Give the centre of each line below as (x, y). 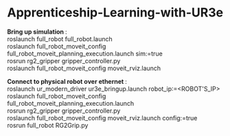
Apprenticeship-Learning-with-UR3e (115, 13)
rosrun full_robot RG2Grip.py (48, 125)
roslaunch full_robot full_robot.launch (60, 38)
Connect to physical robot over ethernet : (67, 81)
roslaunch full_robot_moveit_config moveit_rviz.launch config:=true (102, 117)
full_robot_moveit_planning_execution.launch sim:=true (85, 54)
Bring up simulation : (37, 32)
